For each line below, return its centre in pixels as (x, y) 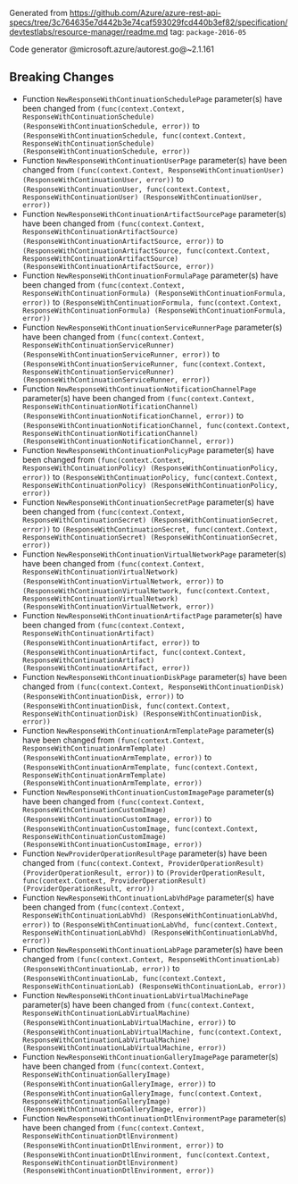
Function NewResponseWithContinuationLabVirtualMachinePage (135, 995)
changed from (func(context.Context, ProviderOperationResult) (143, 862)
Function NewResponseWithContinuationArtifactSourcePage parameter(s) (154, 214)
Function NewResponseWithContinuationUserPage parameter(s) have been (154, 160)
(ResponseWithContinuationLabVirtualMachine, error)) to (129, 1021)
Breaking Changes (62, 77)
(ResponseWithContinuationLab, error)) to (101, 968)
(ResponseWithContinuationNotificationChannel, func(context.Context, (156, 425)
